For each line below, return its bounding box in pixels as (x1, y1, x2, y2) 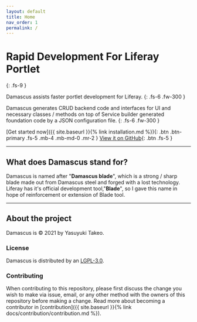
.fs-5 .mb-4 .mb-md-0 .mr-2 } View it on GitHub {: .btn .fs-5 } (26, 135, 173, 142)
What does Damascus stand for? (6, 157, 128, 167)
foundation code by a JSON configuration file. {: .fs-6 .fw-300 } (6, 117, 160, 124)
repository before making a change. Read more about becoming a (6, 297, 165, 304)
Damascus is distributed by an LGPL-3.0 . (6, 257, 104, 264)
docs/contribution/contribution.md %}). (6, 310, 101, 317)
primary (6, 135, 25, 142)
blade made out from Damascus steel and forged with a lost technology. (6, 179, 181, 186)
